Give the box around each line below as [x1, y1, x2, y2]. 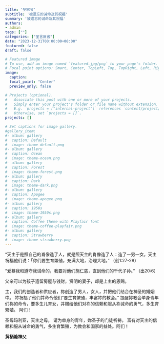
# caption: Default [5, 137, 47, 143]
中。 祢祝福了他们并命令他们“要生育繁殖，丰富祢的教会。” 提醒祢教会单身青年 [5, 294, 159, 300]
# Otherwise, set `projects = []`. [5, 111, 82, 116]
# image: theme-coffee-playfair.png [5, 224, 82, 229]
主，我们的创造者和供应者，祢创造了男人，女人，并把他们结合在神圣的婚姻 [5, 288, 155, 294]
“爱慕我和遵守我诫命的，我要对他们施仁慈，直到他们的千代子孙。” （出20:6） [5, 268, 159, 273]
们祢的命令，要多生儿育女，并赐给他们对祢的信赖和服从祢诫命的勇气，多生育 [5, 301, 159, 306]
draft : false [5, 48, 32, 53]
